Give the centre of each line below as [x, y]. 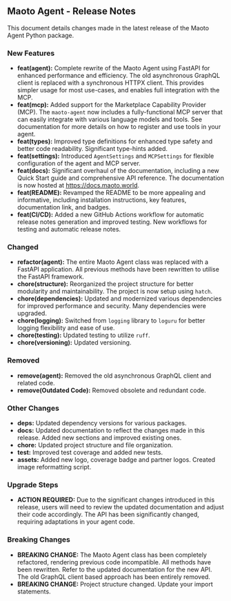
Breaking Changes [39, 540]
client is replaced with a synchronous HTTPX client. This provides [111, 83]
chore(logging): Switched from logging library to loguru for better [111, 320]
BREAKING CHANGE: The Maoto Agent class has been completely [112, 555]
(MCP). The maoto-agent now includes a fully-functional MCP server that [120, 112]
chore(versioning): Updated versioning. [74, 343]
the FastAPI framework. [51, 277]
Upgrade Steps [33, 485]
